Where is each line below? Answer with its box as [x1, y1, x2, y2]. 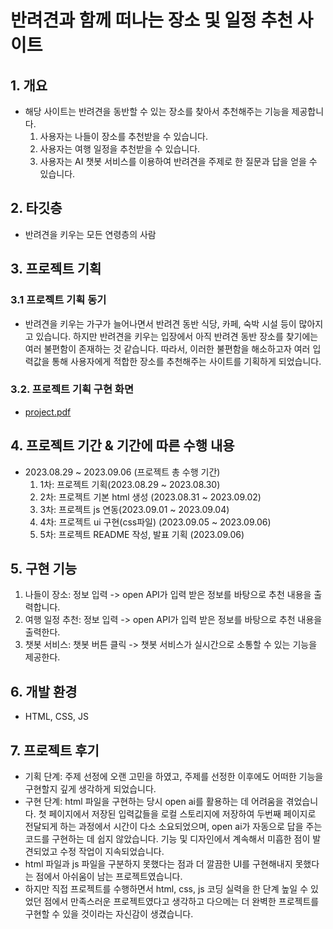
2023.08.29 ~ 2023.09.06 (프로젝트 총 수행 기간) [24, 466, 221, 478]
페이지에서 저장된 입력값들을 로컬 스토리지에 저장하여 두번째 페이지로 [48, 808, 317, 820]
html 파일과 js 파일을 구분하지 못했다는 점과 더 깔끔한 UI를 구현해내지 [24, 858, 293, 870]
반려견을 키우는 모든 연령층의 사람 [24, 228, 157, 240]
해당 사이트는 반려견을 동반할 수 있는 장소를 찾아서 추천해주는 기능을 [24, 106, 290, 117]
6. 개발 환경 [10, 683, 78, 700]
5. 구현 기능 [10, 561, 78, 577]
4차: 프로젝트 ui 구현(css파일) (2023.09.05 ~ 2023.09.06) [39, 516, 272, 528]
